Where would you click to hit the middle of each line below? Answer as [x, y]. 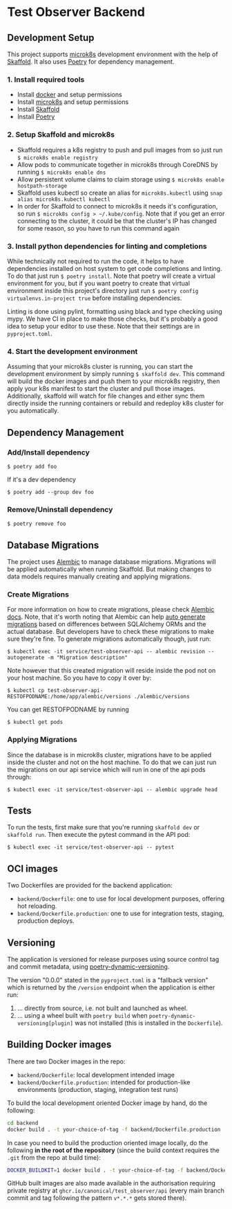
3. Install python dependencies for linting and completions [107, 246]
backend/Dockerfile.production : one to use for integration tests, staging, [120, 914]
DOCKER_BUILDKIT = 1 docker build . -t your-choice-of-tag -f [96, 1170]
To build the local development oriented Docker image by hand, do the [107, 1103]
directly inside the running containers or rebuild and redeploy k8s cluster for [116, 403]
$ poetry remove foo [37, 524]
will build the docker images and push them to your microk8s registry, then [114, 381]
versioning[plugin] [45, 1024]
